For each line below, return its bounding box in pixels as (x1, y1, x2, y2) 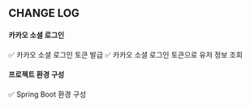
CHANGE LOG (8, 6, 80, 20)
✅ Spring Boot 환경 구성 (8, 89, 87, 99)
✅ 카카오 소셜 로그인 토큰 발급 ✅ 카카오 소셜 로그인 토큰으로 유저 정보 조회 (8, 49, 244, 59)
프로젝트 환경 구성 (8, 70, 65, 79)
